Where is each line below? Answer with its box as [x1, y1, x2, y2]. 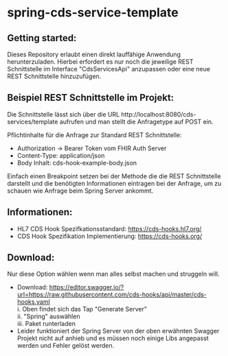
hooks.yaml [16, 298, 50, 306]
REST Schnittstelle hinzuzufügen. [7, 72, 102, 80]
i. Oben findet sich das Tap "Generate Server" [16, 305, 148, 313]
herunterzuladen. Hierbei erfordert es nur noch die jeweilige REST [7, 58, 194, 66]
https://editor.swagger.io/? [49, 283, 124, 292]
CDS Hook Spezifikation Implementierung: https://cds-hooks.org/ [16, 232, 203, 240]
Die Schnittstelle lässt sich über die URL [7, 110, 120, 118]
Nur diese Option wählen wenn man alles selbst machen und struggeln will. [7, 270, 220, 278]
